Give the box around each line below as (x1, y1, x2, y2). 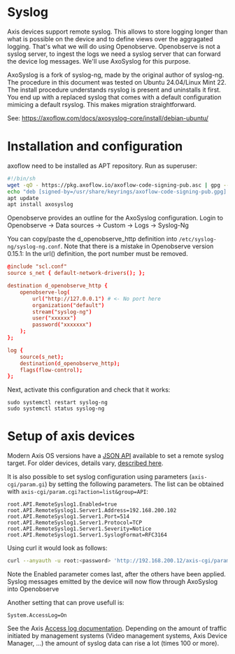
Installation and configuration (7, 138, 183, 155)
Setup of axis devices (7, 428, 135, 444)
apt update (7, 194, 39, 201)
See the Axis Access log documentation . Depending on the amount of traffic (7, 624, 227, 633)
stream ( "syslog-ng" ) (32, 308, 92, 315)
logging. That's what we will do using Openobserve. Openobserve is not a (7, 42, 220, 50)
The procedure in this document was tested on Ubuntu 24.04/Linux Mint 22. (7, 78, 227, 86)
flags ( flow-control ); (20, 367, 83, 374)
